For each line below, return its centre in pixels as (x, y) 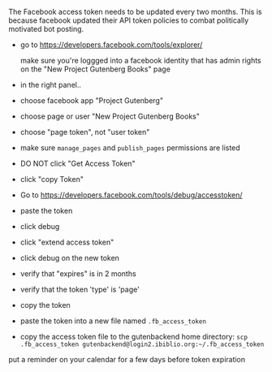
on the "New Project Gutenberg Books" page (95, 69)
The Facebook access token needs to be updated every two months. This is (135, 12)
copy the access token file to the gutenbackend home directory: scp (134, 337)
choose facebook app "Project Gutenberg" (92, 100)
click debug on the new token (70, 258)
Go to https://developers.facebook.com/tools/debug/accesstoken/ (131, 195)
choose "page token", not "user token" (85, 132)
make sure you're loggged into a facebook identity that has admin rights (140, 61)
